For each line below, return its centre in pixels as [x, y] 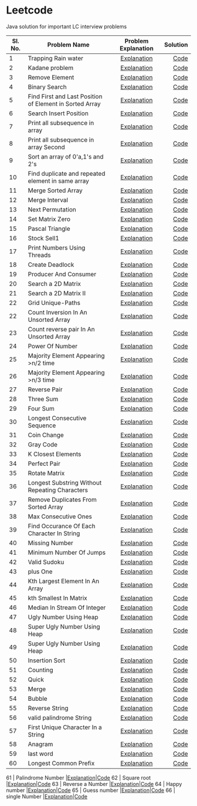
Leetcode [30, 10]
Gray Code [43, 444]
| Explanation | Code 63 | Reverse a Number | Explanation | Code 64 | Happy [94, 784]
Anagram [40, 744]
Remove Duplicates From [62, 499]
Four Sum [41, 408]
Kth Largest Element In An [64, 581]
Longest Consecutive [57, 418]
